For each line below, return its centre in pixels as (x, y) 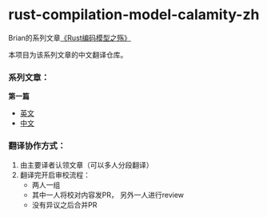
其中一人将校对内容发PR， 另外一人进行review (108, 195)
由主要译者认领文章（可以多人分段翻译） (86, 164)
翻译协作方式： (37, 146)
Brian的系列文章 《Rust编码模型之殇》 (70, 37)
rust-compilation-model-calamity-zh (134, 15)
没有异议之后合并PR (64, 204)
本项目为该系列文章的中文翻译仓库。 (68, 54)
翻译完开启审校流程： (55, 175)
